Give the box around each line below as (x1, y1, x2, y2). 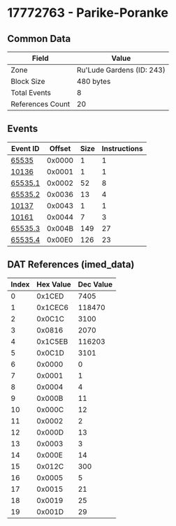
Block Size (10, 77, 45, 86)
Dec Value (78, 279, 113, 289)
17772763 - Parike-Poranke (7, 5, 169, 21)
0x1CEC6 (36, 302, 68, 312)
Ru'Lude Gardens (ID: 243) (76, 65, 166, 75)
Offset (49, 143, 71, 153)
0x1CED (36, 291, 64, 301)
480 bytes (76, 77, 111, 86)
